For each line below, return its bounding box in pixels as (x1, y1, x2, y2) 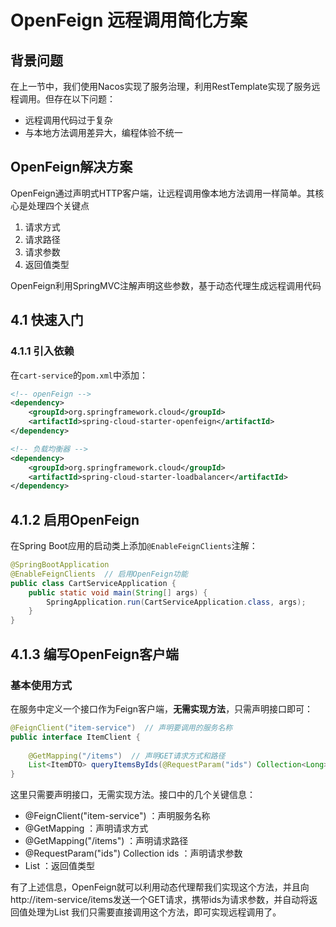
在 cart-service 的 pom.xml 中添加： (10, 369, 149, 381)
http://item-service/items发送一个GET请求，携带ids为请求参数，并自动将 (10, 894, 310, 906)
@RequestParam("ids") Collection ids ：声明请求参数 (24, 847, 243, 860)
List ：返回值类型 (24, 860, 96, 872)
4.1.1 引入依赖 (10, 344, 75, 358)
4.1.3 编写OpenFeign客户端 (10, 646, 179, 663)
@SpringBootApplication (10, 560, 110, 570)
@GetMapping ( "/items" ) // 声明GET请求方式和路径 (28, 751, 226, 761)
